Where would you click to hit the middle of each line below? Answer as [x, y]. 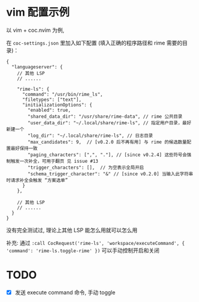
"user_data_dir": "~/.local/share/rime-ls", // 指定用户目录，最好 [110, 123]
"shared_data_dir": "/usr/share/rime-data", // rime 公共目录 [105, 116]
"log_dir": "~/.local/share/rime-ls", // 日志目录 [91, 136]
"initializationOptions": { [57, 105]
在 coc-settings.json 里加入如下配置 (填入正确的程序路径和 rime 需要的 [94, 43]
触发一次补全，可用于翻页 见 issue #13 [55, 161]
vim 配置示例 [38, 12]
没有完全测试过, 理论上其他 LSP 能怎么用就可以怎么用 [72, 230]
